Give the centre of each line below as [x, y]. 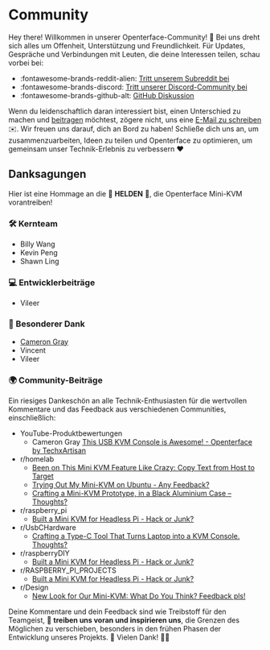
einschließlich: [32, 417]
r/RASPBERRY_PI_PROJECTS [68, 570]
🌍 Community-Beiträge [55, 380]
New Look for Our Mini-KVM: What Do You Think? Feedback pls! [139, 596]
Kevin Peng [39, 253]
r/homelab [37, 459]
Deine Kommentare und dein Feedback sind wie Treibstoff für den [117, 611]
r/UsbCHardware [48, 527]
